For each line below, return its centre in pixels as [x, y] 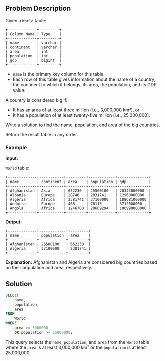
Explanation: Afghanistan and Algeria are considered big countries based [81, 262]
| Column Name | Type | [33, 34]
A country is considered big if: [36, 100]
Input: [12, 158]
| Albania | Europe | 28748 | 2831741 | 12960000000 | [78, 195]
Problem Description [38, 8]
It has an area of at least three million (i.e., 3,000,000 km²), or [76, 110]
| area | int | [33, 52]
